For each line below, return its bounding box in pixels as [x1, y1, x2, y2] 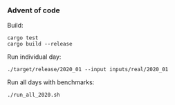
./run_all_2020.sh [7, 92, 60, 99]
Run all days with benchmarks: [7, 78, 95, 86]
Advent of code [7, 6, 60, 15]
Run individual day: [7, 52, 62, 61]
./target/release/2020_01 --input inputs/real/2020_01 [7, 66, 169, 73]
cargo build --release [7, 41, 73, 48]
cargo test [7, 35, 39, 41]
